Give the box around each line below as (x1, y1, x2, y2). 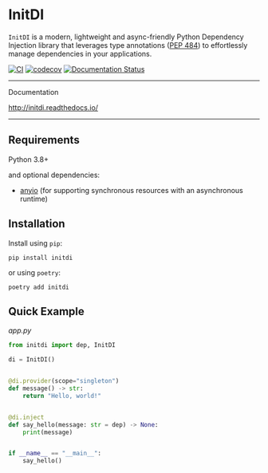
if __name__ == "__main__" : (8, 449, 102, 458)
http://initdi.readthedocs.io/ (8, 102, 98, 112)
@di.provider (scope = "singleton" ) (8, 377, 120, 385)
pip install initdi (8, 254, 73, 262)
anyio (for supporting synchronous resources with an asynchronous (19, 185, 243, 195)
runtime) (19, 194, 48, 203)
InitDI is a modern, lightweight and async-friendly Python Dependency (8, 32, 245, 41)
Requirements (8, 133, 80, 147)
